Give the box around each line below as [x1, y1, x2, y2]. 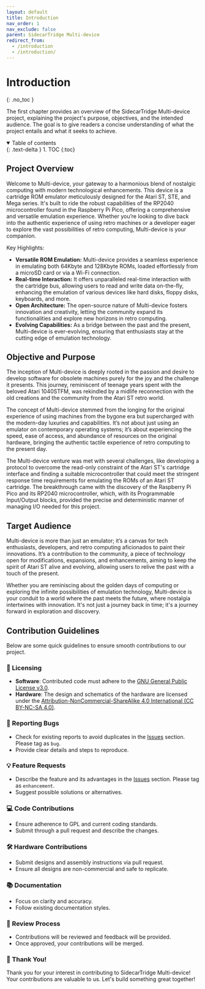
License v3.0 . [15, 684, 50, 692]
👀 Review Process [6, 919, 61, 928]
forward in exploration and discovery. [6, 608, 101, 615]
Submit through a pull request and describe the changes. [15, 827, 159, 834]
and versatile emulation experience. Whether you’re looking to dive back [6, 213, 189, 220]
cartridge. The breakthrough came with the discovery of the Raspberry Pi [6, 483, 192, 491]
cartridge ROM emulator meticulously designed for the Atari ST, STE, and [6, 193, 191, 200]
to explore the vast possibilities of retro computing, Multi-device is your [6, 225, 187, 233]
